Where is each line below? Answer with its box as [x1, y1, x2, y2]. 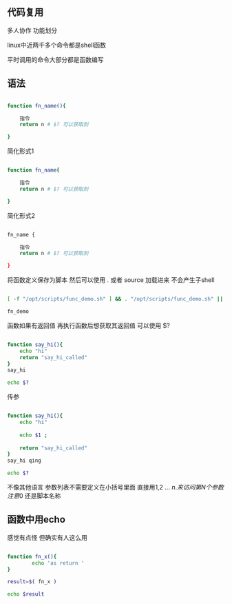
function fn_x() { [7, 553, 57, 560]
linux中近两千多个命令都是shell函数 [7, 41, 107, 49]
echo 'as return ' [32, 559, 85, 567]
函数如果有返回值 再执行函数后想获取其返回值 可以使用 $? [7, 321, 170, 330]
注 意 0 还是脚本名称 [7, 492, 61, 500]
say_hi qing [7, 457, 41, 464]
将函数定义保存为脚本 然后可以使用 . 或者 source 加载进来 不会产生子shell [7, 276, 215, 284]
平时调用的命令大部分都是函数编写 [7, 55, 104, 63]
